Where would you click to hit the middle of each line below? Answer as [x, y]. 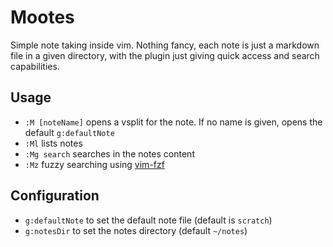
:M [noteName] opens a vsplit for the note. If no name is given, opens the [173, 122]
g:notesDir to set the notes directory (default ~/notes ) [136, 230]
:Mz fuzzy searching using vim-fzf [94, 164]
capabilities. [35, 66]
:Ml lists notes [53, 143]
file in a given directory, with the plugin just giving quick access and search [165, 55]
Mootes [42, 17]
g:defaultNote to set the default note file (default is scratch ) [148, 220]
